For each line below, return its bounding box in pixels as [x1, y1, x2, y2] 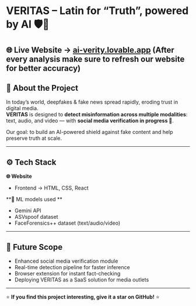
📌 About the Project [6, 83, 79, 93]
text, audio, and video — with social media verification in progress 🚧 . [6, 117, 174, 124]
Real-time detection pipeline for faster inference [14, 264, 130, 271]
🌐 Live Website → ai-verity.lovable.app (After [6, 45, 175, 55]
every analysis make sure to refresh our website [6, 54, 185, 64]
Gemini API [14, 207, 42, 214]
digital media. [6, 105, 39, 112]
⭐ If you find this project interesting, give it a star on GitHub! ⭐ [6, 294, 160, 301]
